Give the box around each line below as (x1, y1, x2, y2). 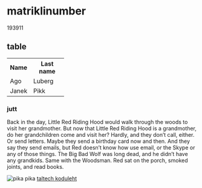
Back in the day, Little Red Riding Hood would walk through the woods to (7, 119, 188, 126)
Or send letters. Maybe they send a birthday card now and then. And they (7, 137, 190, 145)
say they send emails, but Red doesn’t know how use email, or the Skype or (7, 144, 195, 151)
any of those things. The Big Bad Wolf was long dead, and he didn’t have (7, 151, 188, 158)
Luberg (33, 77, 54, 85)
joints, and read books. (7, 163, 64, 171)
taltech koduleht (36, 175, 77, 182)
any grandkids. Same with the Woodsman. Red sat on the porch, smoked (7, 157, 188, 164)
